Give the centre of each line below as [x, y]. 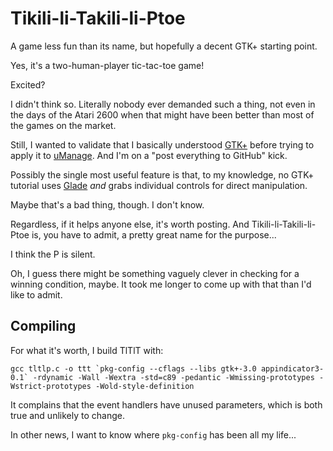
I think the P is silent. [53, 254]
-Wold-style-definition [145, 386]
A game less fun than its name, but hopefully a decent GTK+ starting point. [164, 46]
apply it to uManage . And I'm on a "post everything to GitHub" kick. [149, 155]
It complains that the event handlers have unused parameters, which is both [166, 404]
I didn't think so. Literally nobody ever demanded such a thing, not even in [163, 104]
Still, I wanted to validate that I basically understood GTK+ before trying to [162, 144]
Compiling [43, 326]
